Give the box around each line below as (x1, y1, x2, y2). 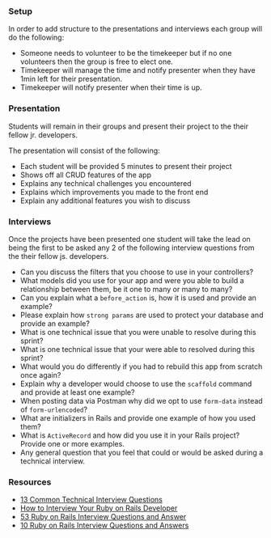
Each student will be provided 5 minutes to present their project (19, 161, 232, 171)
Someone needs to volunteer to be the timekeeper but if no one (19, 49, 232, 58)
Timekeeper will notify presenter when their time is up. (19, 83, 202, 92)
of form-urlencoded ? (19, 405, 87, 414)
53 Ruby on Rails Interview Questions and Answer (19, 512, 187, 522)
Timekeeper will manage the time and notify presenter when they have (19, 66, 256, 75)
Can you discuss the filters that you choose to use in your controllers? (19, 267, 254, 277)
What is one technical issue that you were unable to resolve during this (19, 327, 256, 337)
